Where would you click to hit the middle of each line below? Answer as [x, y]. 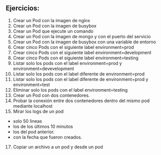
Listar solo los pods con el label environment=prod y [67, 63]
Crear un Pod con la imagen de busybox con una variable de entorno [85, 42]
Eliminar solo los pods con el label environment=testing [70, 90]
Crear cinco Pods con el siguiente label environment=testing [76, 58]
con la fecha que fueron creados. [48, 137]
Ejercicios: [23, 8]
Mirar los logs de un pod [38, 111]
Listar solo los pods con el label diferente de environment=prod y [80, 79]
